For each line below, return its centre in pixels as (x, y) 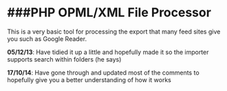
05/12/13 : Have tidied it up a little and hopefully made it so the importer (108, 52)
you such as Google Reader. (47, 38)
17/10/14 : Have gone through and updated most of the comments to (103, 73)
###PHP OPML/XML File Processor (109, 13)
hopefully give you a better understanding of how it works (89, 79)
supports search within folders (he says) (64, 59)
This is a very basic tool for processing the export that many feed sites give (114, 31)
